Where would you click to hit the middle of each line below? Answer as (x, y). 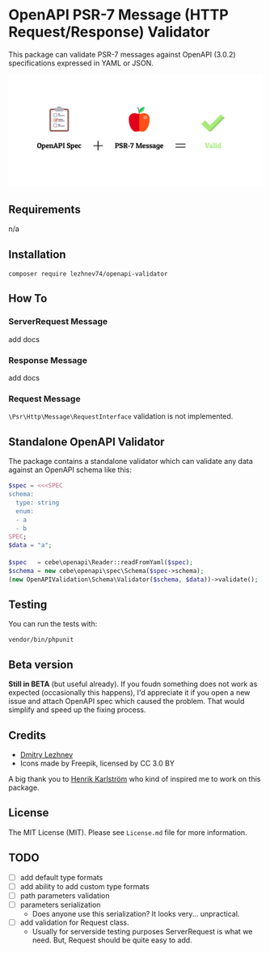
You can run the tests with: (53, 624)
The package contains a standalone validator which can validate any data (131, 462)
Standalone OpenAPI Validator (86, 442)
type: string (38, 503)
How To (28, 299)
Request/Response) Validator (109, 32)
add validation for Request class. (74, 922)
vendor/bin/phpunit (41, 640)
